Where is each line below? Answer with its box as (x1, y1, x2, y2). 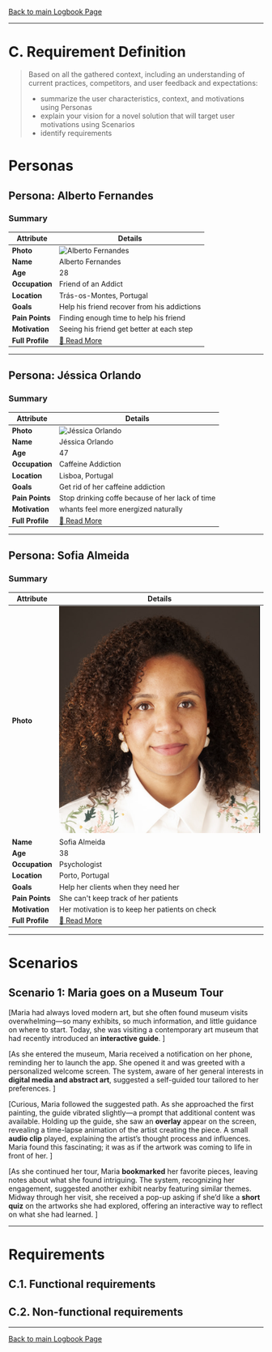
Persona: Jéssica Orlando (8, 368, 142, 383)
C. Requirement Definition (8, 43, 186, 62)
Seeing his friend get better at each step (59, 324, 193, 334)
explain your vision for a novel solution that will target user (40, 111, 236, 121)
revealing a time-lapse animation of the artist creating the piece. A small (8, 1125, 249, 1134)
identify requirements (40, 128, 113, 138)
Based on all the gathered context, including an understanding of (28, 69, 245, 79)
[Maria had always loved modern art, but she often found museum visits (8, 1007, 249, 1017)
